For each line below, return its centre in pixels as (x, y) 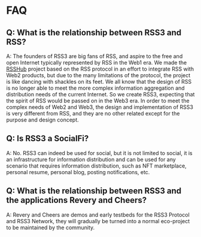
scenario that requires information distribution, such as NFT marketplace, (96, 166)
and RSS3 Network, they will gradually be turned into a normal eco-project (98, 221)
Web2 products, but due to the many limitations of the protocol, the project (98, 75)
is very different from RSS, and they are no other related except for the (93, 113)
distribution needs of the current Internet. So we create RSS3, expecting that (100, 94)
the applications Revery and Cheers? (77, 200)
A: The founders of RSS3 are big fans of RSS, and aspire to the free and (95, 56)
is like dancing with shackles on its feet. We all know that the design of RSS (99, 82)
